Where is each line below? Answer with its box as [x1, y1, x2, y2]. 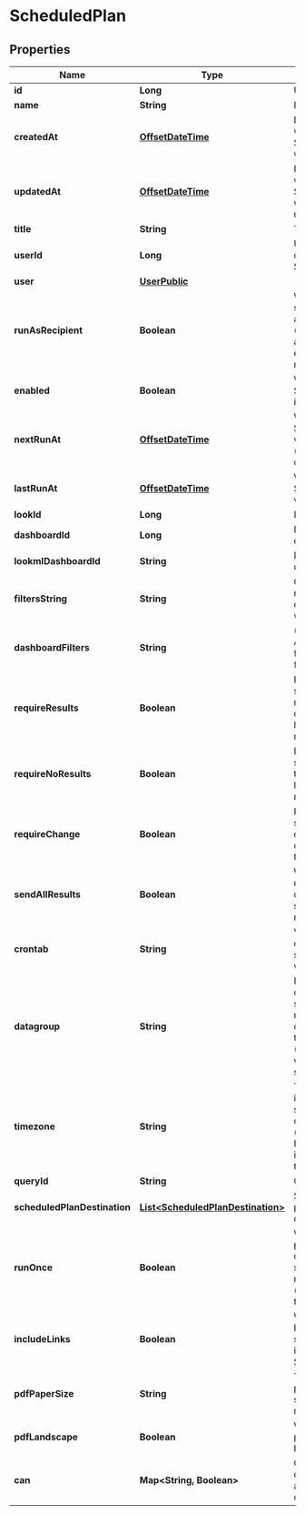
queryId [14, 1175, 49, 1187]
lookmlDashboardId [14, 555, 102, 567]
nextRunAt [14, 433, 62, 446]
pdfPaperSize [14, 1388, 74, 1399]
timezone [14, 1120, 56, 1133]
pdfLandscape [14, 1430, 79, 1443]
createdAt [14, 131, 59, 143]
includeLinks [14, 1333, 71, 1345]
